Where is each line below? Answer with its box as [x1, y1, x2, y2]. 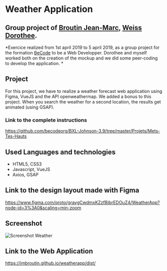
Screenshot [5, 219, 42, 228]
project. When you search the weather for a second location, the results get [5, 98, 161, 104]
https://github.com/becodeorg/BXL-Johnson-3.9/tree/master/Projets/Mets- [5, 128, 160, 134]
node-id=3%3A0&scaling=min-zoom [5, 204, 81, 210]
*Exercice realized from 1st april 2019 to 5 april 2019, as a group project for [5, 44, 160, 50]
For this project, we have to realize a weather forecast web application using [5, 88, 162, 94]
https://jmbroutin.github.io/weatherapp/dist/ [5, 260, 96, 266]
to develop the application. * [5, 60, 63, 66]
